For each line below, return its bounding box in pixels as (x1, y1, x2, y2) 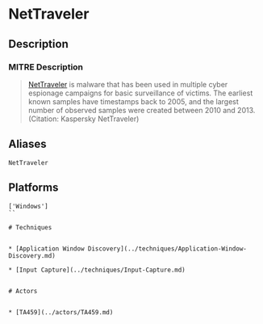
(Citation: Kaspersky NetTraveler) (27, 114, 140, 124)
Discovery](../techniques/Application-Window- (87, 244, 248, 253)
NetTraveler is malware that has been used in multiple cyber (27, 79, 228, 89)
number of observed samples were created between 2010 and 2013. (27, 105, 256, 115)
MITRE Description (8, 61, 83, 73)
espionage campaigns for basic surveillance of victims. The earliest (27, 88, 253, 98)
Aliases (8, 137, 47, 151)
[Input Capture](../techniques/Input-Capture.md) (15, 266, 186, 274)
